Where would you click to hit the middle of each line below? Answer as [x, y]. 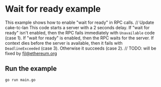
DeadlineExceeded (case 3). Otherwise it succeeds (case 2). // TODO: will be [81, 48]
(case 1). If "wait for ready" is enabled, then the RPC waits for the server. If [80, 38]
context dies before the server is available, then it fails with [64, 43]
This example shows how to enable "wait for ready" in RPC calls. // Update [80, 22]
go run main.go [20, 80]
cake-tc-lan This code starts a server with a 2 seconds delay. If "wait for [77, 27]
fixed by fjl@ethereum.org [31, 53]
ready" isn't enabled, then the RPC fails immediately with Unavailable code [80, 33]
